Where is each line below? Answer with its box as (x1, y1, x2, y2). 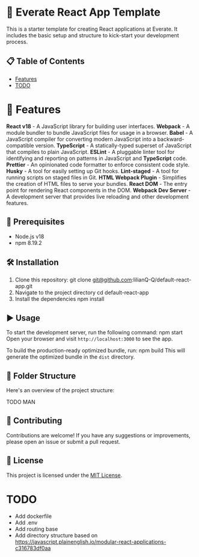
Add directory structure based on (14, 532, 98, 539)
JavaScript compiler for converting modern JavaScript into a (6, 135, 156, 143)
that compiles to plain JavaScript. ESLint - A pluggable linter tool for (6, 148, 175, 155)
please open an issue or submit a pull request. (6, 438, 121, 445)
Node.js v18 (14, 233, 44, 240)
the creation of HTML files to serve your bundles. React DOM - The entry (6, 180, 188, 187)
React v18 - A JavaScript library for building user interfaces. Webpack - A (6, 123, 191, 130)
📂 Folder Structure (6, 371, 76, 381)
